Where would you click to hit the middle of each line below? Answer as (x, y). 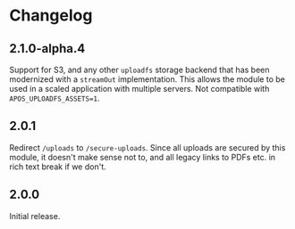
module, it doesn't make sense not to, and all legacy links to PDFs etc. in (142, 157)
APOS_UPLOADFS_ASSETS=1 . (55, 98)
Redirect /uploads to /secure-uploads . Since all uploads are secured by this (147, 147)
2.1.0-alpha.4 (47, 49)
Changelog (51, 16)
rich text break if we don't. (58, 167)
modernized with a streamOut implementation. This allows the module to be (147, 79)
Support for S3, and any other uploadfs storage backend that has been (139, 70)
